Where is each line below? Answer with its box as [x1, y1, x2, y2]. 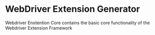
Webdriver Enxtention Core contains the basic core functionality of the [5, 20, 151, 26]
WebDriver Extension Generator [5, 3, 141, 15]
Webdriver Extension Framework [5, 25, 72, 31]
